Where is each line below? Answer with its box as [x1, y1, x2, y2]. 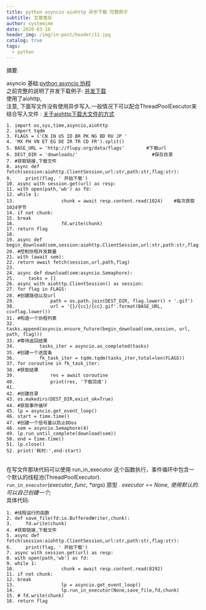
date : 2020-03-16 [6, 26, 51, 32]
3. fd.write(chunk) [6, 520, 67, 527]
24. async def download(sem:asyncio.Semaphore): [6, 270, 133, 276]
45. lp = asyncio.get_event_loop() [6, 408, 97, 414]
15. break [6, 215, 32, 221]
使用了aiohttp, [6, 94, 42, 102]
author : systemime [6, 20, 53, 26]
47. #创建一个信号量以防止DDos [6, 419, 77, 426]
